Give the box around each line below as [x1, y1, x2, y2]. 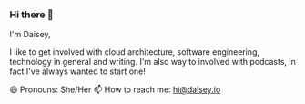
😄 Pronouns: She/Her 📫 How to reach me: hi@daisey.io [9, 84, 221, 95]
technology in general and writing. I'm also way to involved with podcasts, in [9, 57, 296, 68]
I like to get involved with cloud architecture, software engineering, [9, 47, 259, 57]
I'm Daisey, [9, 29, 52, 40]
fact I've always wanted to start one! [9, 66, 146, 77]
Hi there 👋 [9, 8, 55, 21]
